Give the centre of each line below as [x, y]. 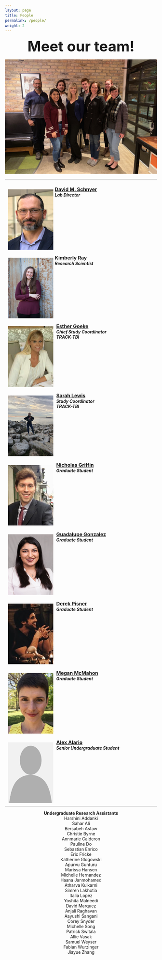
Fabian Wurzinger [81, 947]
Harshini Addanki [81, 818]
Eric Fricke [81, 854]
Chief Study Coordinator [81, 332]
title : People [19, 15]
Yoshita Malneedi [81, 900]
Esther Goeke [72, 326]
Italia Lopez [81, 895]
